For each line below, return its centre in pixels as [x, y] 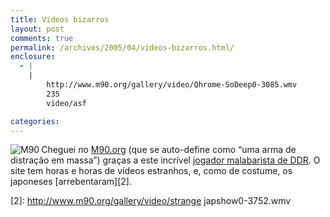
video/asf [66, 103]
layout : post [37, 29]
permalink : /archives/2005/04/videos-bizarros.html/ [122, 47]
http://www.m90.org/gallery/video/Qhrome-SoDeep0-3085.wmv [172, 85]
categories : [35, 121]
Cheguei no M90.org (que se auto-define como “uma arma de [169, 150]
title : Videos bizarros [60, 19]
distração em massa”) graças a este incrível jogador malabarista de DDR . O [165, 160]
